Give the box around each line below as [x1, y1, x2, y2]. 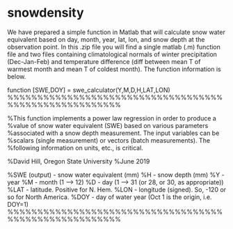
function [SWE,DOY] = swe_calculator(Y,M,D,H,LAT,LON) [7, 86, 170, 94]
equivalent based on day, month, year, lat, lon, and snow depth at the [7, 35, 205, 43]
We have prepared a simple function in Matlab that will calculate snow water [7, 28, 226, 36]
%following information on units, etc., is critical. [7, 143, 144, 152]
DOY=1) [7, 200, 29, 208]
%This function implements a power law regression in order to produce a [7, 113, 217, 123]
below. [7, 72, 26, 81]
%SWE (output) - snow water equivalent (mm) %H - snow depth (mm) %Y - [7, 171, 225, 179]
